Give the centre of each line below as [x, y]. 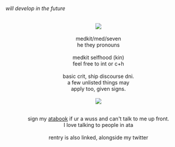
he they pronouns [98, 45]
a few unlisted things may [98, 83]
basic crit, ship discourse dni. [98, 76]
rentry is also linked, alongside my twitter [98, 138]
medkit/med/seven [98, 39]
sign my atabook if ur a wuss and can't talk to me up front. [98, 119]
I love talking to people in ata [98, 125]
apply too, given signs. [98, 89]
